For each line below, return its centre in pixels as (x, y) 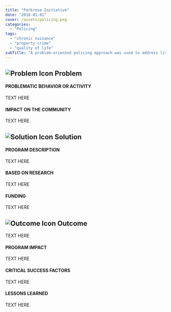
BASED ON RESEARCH (30, 173)
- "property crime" (31, 43)
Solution (68, 137)
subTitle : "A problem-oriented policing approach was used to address (82, 53)
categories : (18, 24)
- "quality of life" (32, 48)
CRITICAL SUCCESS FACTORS (38, 270)
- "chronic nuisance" (33, 39)
